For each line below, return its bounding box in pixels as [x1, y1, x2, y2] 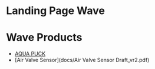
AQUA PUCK [14, 50, 46, 57]
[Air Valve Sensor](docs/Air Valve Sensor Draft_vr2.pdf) [14, 57, 150, 64]
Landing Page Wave [6, 4, 105, 18]
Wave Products [6, 31, 83, 44]
